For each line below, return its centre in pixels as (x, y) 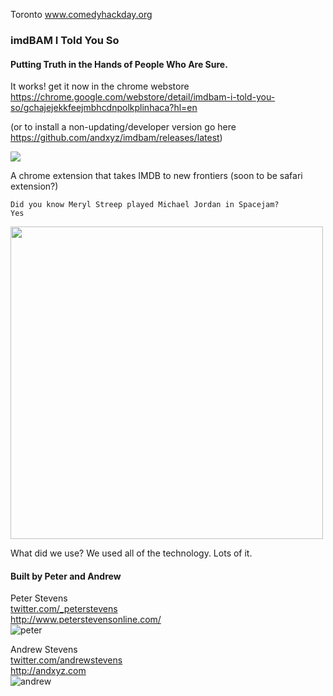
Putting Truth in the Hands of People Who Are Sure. (119, 64)
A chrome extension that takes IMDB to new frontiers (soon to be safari (156, 176)
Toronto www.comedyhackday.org (81, 14)
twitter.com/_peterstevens (64, 609)
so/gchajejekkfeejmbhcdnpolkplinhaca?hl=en (104, 108)
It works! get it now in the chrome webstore (100, 86)
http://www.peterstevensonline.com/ (86, 620)
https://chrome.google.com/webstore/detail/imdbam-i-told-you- (143, 97)
